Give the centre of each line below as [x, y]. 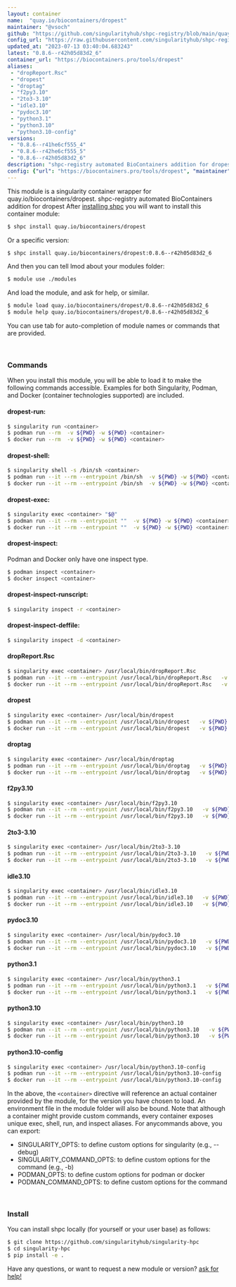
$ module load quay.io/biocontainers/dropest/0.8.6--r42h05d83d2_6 [108, 306]
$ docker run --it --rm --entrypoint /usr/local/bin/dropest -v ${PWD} [118, 728]
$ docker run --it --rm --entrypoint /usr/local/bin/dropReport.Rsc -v [118, 684]
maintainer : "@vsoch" [39, 27]
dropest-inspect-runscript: [48, 595]
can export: [24, 1131]
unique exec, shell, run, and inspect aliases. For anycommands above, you [115, 1123]
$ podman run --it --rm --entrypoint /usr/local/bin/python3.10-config [114, 1073]
